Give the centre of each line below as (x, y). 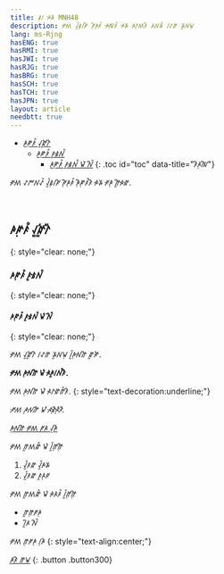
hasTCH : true (34, 92)
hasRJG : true (34, 68)
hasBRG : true (34, 76)
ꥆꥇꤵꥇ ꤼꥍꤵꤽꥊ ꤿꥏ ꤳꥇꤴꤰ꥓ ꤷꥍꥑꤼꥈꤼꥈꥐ (43, 494)
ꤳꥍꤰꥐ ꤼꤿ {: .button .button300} (62, 560)
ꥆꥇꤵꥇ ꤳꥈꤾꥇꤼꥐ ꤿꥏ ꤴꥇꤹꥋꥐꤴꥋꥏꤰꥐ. (37, 410)
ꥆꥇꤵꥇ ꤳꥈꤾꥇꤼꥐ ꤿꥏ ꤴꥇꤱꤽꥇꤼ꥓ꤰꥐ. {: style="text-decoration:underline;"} (110, 391)
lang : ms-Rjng (37, 34)
